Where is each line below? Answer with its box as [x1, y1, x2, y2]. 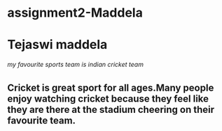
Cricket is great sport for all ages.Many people [7, 82, 214, 93]
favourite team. [7, 114, 76, 126]
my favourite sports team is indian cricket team [7, 60, 144, 68]
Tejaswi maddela [7, 37, 108, 53]
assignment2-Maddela [7, 5, 144, 21]
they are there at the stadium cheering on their [7, 103, 215, 116]
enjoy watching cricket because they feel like [7, 93, 209, 105]
